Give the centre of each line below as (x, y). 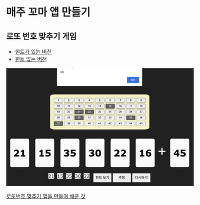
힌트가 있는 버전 (33, 52)
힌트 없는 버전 (31, 59)
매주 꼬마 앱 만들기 (48, 12)
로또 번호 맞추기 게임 (41, 36)
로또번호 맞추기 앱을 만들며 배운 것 (46, 196)
